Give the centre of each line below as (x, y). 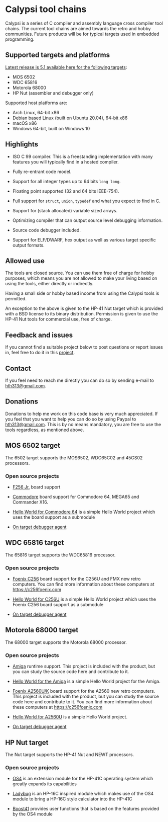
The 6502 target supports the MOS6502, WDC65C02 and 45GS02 (74, 458)
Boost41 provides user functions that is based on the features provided (86, 809)
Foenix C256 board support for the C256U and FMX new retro (76, 579)
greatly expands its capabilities (44, 784)
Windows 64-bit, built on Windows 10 (51, 128)
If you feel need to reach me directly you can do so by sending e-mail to (80, 380)
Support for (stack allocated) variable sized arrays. (65, 210)
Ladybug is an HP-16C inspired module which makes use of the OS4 (83, 794)
